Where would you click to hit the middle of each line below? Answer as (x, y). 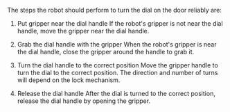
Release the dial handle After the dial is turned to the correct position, (116, 94)
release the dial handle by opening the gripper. (84, 101)
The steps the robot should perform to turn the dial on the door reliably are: (114, 10)
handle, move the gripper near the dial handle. (83, 31)
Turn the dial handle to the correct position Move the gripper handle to (117, 65)
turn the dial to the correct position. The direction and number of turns (117, 73)
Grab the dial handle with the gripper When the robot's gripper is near (117, 44)
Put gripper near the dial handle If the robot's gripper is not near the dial (120, 23)
